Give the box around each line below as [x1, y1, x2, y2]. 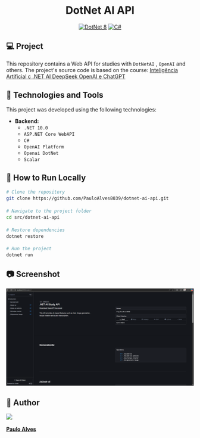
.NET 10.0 [23, 125, 49, 131]
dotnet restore [6, 233, 44, 239]
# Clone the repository [6, 189, 65, 195]
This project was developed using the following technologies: [6, 105, 157, 113]
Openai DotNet [23, 150, 59, 156]
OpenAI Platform [23, 144, 64, 150]
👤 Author [6, 397, 40, 408]
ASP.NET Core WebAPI [23, 131, 75, 137]
